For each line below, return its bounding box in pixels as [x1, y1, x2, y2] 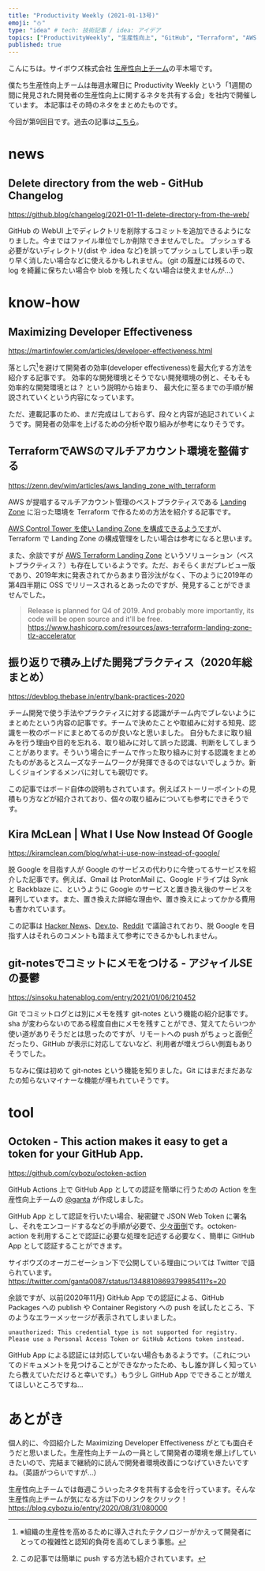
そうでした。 [8, 1049, 50, 1058]
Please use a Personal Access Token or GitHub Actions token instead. [8, 1335, 245, 1343]
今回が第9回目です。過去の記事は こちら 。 [8, 117, 144, 126]
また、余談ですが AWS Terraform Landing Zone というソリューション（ [8, 550, 241, 559]
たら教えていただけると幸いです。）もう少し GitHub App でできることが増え [8, 1369, 252, 1379]
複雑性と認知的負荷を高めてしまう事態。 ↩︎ [47, 1536, 187, 1546]
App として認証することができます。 [8, 1241, 126, 1250]
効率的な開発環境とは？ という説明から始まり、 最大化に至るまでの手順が [8, 382, 247, 392]
